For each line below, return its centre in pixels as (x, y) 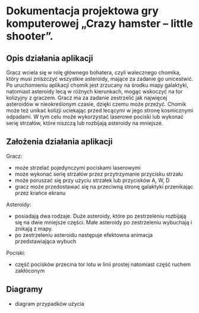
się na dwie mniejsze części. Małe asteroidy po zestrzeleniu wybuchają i (103, 222)
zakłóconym (30, 270)
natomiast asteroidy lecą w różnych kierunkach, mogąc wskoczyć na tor (94, 91)
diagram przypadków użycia (49, 303)
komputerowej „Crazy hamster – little (99, 24)
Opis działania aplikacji (50, 58)
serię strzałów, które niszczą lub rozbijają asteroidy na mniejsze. (85, 123)
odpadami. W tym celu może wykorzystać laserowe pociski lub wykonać (95, 117)
